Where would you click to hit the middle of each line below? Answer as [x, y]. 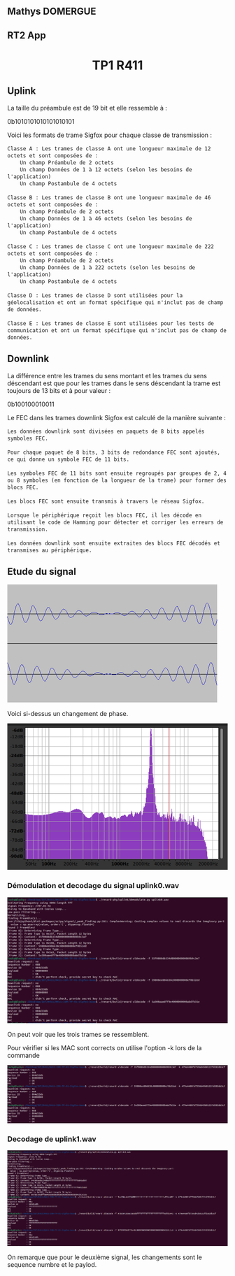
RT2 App [27, 35]
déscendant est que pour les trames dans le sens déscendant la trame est [114, 383]
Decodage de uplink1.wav [52, 1139]
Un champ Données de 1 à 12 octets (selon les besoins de [106, 170]
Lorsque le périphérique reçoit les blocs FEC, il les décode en [104, 515]
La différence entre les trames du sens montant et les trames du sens [107, 375]
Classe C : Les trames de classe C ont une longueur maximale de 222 [111, 246]
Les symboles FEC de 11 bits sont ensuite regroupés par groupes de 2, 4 [117, 473]
